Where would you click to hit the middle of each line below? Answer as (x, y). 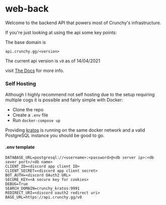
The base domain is (26, 42)
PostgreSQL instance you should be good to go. (55, 135)
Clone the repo (28, 110)
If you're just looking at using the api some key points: (61, 32)
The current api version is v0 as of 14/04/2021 (53, 60)
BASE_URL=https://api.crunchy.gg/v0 (44, 197)
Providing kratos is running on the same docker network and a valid (75, 130)
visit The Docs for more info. (35, 71)
